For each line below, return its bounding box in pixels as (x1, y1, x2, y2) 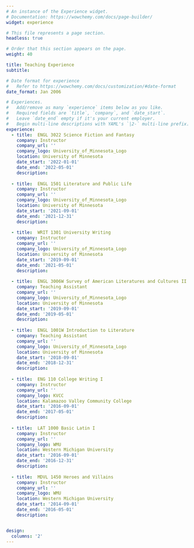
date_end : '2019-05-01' (16, 311, 75, 317)
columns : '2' (11, 533, 43, 539)
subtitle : (6, 67, 30, 73)
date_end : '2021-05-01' (16, 262, 75, 268)
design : (6, 528, 25, 533)
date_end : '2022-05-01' (16, 164, 75, 170)
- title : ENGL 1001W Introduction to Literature (11, 328, 134, 334)
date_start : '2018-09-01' (16, 355, 80, 360)
